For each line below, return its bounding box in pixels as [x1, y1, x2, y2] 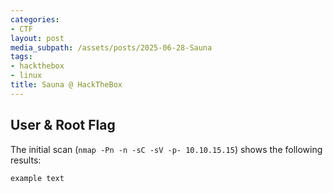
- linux [10, 71, 43, 81]
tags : [10, 52, 33, 62]
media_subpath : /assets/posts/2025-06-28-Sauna [10, 42, 213, 53]
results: [10, 154, 42, 166]
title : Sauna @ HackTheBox [10, 80, 123, 90]
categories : [10, 14, 60, 25]
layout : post [10, 33, 65, 43]
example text [10, 173, 65, 183]
